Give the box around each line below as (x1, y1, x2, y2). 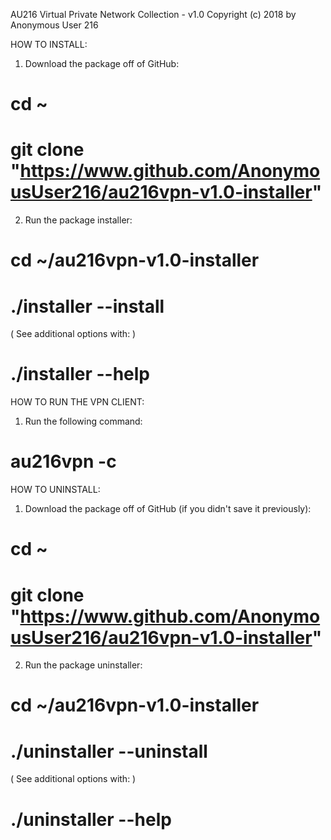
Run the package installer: (24, 214, 133, 226)
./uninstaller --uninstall (10, 740, 208, 763)
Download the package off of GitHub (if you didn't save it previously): (24, 503, 312, 515)
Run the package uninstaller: (24, 659, 143, 671)
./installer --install (10, 295, 165, 318)
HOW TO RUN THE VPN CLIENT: (10, 396, 145, 408)
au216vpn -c (10, 450, 117, 473)
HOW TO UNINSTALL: (10, 484, 101, 496)
